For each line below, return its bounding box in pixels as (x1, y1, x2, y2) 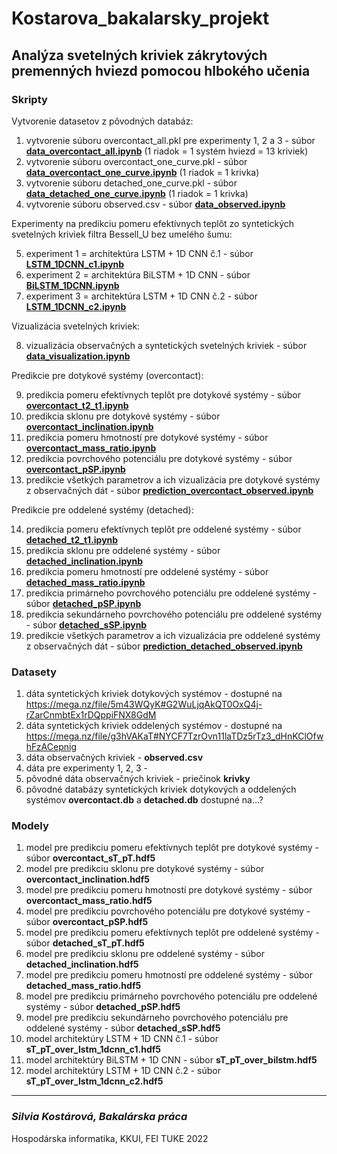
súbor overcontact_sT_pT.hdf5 (25, 852, 156, 864)
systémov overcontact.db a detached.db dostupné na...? (25, 794, 264, 806)
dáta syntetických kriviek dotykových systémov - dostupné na (25, 688, 283, 700)
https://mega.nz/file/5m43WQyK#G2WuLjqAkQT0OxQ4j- (25, 698, 263, 711)
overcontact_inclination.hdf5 (25, 873, 150, 886)
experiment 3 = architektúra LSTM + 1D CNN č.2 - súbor (25, 290, 259, 302)
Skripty (11, 92, 48, 106)
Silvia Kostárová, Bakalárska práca (11, 1110, 188, 1124)
